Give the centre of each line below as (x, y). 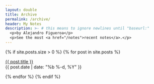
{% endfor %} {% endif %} (33, 76)
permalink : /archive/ (28, 19)
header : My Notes (23, 24)
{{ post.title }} (19, 61)
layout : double (21, 10)
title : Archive (21, 14)
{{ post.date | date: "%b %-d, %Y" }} (44, 67)
